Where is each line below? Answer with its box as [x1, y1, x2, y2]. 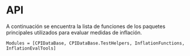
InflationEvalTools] [6, 45, 57, 51]
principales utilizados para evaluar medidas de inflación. [6, 29, 142, 36]
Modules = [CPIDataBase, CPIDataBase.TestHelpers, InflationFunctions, [6, 40, 185, 46]
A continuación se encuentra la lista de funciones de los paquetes [6, 23, 166, 30]
